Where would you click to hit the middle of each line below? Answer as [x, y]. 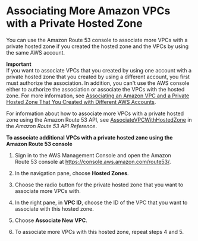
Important [19, 64]
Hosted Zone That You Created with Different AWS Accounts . [81, 102]
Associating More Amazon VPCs [88, 11]
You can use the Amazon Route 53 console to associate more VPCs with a [97, 40]
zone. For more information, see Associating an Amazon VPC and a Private [98, 96]
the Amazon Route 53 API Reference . [51, 126]
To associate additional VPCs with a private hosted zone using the [89, 137]
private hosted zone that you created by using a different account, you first [98, 77]
